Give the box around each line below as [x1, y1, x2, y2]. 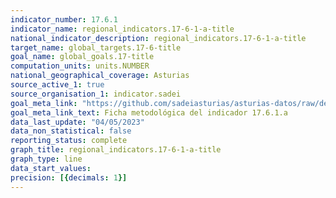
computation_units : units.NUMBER [10, 61, 150, 71]
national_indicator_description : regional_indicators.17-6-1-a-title [10, 33, 307, 43]
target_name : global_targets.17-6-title [10, 42, 182, 53]
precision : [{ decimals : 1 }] [10, 172, 128, 183]
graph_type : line [10, 154, 83, 164]
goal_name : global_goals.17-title [10, 52, 155, 62]
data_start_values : [10, 163, 92, 173]
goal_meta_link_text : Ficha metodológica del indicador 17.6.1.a [10, 107, 288, 118]
